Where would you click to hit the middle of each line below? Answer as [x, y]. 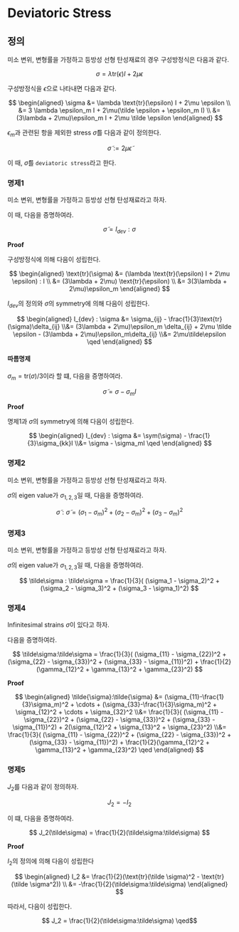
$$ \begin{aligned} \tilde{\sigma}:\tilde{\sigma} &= [89, 697]
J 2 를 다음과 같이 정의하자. [43, 787]
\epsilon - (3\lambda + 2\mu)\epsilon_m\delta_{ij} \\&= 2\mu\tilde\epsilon [119, 334]
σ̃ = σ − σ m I [119, 392]
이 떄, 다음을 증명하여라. [41, 818]
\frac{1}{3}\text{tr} [195, 319]
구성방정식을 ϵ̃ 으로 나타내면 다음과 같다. [62, 88]
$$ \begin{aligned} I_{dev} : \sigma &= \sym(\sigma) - [108, 436]
